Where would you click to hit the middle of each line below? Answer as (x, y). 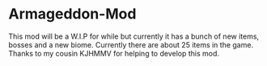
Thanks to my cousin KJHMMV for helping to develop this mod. (114, 53)
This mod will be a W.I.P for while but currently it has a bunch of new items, (134, 36)
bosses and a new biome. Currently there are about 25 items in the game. (131, 44)
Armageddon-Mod (72, 14)
